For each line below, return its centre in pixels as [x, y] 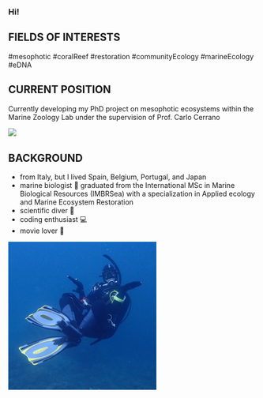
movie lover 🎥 [42, 231]
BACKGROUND [45, 158]
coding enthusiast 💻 [53, 220]
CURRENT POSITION [60, 90]
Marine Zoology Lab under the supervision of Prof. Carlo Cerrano [114, 117]
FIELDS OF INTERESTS [64, 38]
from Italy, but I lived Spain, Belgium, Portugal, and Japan [113, 177]
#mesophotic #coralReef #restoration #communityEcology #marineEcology [131, 56]
